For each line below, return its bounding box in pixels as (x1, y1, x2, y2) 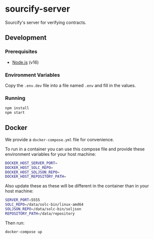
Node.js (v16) (12, 59, 39, 65)
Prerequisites (5, 48, 37, 55)
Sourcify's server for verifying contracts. (5, 19, 86, 25)
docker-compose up (5, 229, 42, 234)
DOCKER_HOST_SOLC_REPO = (5, 165, 53, 170)
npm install (5, 106, 29, 110)
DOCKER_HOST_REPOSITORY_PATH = (5, 174, 67, 179)
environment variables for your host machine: (5, 151, 96, 157)
